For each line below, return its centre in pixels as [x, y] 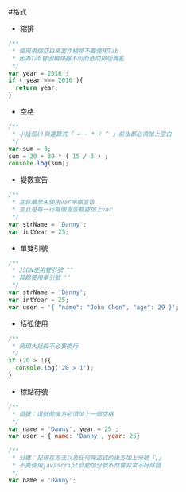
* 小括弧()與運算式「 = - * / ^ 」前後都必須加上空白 [92, 134]
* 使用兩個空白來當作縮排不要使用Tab [65, 51]
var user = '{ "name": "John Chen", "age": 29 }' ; [94, 307]
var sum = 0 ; [30, 149]
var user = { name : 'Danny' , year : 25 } [74, 436]
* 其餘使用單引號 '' [41, 278]
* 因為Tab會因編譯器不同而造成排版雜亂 [68, 58]
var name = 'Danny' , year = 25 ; [64, 429]
